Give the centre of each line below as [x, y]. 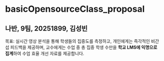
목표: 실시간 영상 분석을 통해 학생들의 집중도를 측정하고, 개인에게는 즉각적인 [78, 41]
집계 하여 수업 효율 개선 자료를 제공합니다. [45, 53]
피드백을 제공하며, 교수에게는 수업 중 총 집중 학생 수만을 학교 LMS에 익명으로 [84, 47]
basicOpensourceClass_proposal [75, 9]
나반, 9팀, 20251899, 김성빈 [46, 28]
